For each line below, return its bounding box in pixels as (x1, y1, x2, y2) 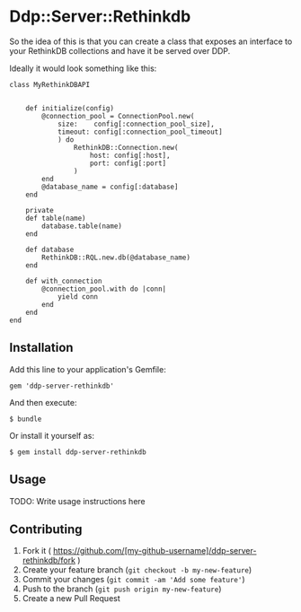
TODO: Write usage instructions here (9, 495, 146, 506)
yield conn (57, 292, 99, 302)
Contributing (9, 521, 83, 537)
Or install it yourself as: (9, 430, 94, 441)
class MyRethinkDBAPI (9, 80, 91, 89)
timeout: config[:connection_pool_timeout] (57, 127, 223, 136)
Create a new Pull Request (22, 593, 121, 604)
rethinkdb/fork (22, 555, 76, 566)
